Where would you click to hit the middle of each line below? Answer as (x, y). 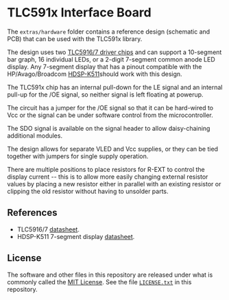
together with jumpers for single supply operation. (78, 156)
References (32, 213)
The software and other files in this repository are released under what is (110, 275)
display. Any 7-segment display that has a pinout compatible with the (105, 66)
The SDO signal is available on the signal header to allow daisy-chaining (109, 128)
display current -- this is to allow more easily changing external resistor (108, 177)
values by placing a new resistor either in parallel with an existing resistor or (114, 184)
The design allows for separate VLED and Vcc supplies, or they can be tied (112, 149)
